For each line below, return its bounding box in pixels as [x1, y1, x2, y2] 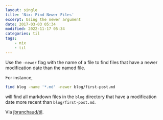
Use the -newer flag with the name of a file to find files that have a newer [5, 59, 158, 65]
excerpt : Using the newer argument [5, 17, 81, 22]
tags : [5, 36, 17, 41]
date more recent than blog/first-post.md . [5, 99, 96, 105]
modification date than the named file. [5, 65, 85, 71]
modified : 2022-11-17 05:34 [5, 26, 65, 32]
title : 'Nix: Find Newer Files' [5, 12, 74, 17]
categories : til [5, 31, 40, 36]
